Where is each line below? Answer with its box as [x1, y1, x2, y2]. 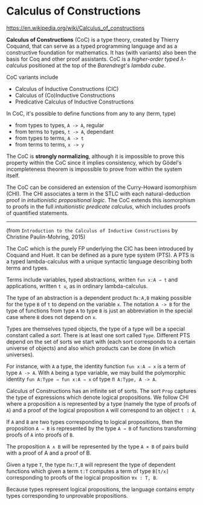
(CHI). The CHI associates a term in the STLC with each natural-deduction [6, 190, 191, 197]
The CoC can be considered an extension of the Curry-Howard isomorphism [6, 183, 197, 191]
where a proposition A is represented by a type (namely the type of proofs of [6, 400, 197, 407]
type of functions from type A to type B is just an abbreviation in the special [6, 307, 193, 314]
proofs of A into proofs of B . [6, 431, 74, 438]
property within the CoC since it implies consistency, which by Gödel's [6, 159, 182, 166]
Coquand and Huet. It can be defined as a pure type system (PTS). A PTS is [6, 251, 195, 259]
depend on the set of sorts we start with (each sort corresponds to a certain [6, 338, 196, 345]
